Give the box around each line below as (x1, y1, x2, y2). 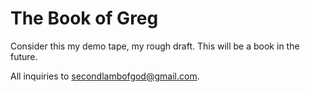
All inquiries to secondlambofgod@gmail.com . (10, 70, 200, 82)
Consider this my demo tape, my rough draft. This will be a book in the (10, 40, 300, 52)
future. (10, 50, 38, 62)
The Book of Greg (10, 7, 159, 30)
